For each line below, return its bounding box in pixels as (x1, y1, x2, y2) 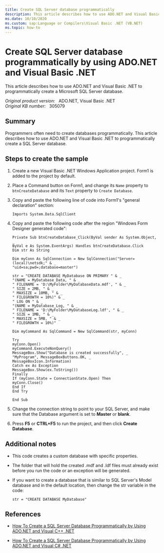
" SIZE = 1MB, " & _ (12, 312, 54, 317)
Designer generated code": (12, 225, 67, 231)
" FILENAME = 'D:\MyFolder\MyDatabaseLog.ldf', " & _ (12, 307, 124, 313)
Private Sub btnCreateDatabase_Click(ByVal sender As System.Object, (12, 235, 157, 240)
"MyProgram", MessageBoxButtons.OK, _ (12, 355, 91, 360)
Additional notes (5, 440, 57, 448)
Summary (5, 117, 36, 126)
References (5, 510, 41, 518)
